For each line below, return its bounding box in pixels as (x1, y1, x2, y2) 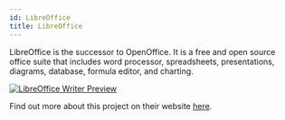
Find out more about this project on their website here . (9, 100, 213, 111)
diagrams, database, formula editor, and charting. (9, 65, 195, 77)
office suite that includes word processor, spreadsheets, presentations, (9, 56, 275, 67)
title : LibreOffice (9, 22, 83, 31)
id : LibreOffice (9, 13, 71, 23)
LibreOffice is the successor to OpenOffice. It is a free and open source (9, 46, 276, 57)
